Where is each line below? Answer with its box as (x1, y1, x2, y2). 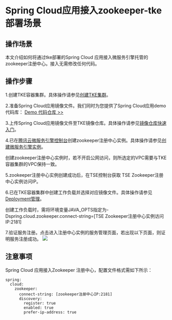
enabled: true (24, 305, 54, 310)
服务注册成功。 (9, 236, 41, 242)
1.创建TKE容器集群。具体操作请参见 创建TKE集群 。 (5, 91, 111, 98)
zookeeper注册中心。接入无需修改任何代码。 (5, 61, 100, 67)
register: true (24, 300, 56, 306)
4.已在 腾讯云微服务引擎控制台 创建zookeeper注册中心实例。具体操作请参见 (5, 137, 162, 143)
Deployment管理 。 (5, 196, 45, 202)
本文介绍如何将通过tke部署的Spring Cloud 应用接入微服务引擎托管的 (5, 54, 148, 60)
